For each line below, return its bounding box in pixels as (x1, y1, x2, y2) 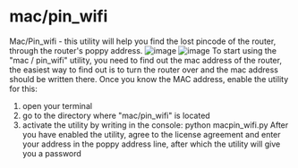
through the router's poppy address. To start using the (9, 45, 277, 55)
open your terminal (21, 100, 92, 111)
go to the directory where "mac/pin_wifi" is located (21, 110, 210, 121)
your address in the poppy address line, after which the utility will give (21, 139, 281, 149)
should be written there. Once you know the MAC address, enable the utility (9, 73, 289, 84)
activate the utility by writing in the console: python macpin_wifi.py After (21, 119, 289, 130)
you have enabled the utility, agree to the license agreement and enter (21, 129, 281, 139)
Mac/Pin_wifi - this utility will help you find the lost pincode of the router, (9, 36, 277, 46)
